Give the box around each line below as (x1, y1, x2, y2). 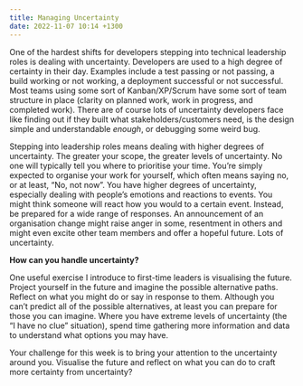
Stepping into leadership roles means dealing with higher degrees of (9, 141, 265, 152)
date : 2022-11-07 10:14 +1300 (9, 22, 124, 31)
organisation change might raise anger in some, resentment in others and (9, 218, 283, 229)
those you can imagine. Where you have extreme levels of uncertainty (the (9, 310, 288, 321)
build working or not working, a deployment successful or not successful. (9, 75, 284, 86)
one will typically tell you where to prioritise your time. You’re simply (9, 160, 263, 171)
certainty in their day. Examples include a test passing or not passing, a (9, 65, 275, 77)
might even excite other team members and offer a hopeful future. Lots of (9, 227, 284, 238)
